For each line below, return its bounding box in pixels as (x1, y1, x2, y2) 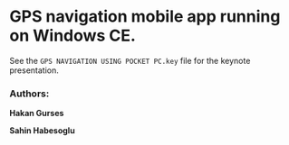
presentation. (9, 65, 59, 76)
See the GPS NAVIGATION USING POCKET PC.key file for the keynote (9, 55, 251, 66)
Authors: (9, 87, 50, 100)
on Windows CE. (9, 25, 136, 46)
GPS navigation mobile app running (9, 6, 281, 27)
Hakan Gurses (9, 108, 64, 119)
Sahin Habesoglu (9, 125, 75, 136)
